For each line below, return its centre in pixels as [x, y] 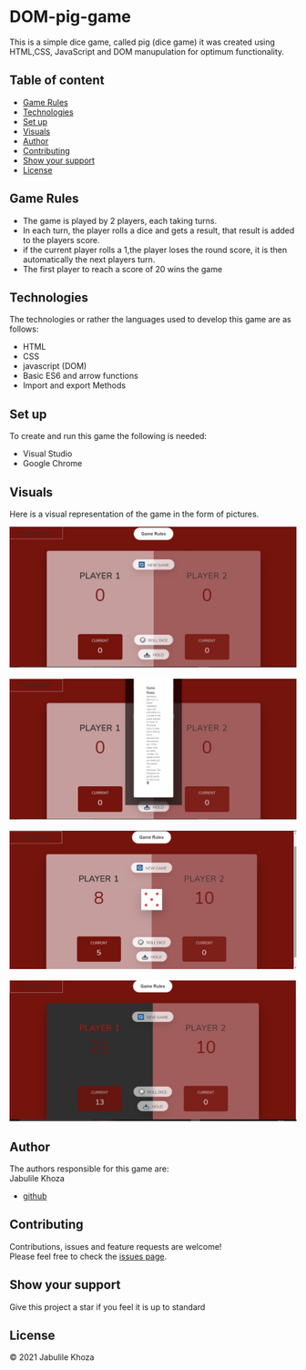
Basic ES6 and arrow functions [80, 376]
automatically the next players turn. [89, 259]
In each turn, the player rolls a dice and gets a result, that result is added [158, 230]
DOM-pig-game [71, 17]
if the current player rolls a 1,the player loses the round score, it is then [155, 250]
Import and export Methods [74, 385]
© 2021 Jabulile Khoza [52, 1357]
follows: [24, 329]
